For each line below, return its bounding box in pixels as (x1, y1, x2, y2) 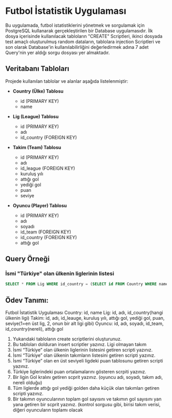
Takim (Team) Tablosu (12, 144, 61, 150)
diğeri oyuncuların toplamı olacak (12, 407, 83, 413)
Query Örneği (5, 255, 50, 263)
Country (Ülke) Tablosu (12, 88, 64, 94)
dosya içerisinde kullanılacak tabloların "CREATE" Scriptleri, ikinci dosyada (5, 33, 163, 39)
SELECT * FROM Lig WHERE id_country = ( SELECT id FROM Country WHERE (5, 282, 157, 287)
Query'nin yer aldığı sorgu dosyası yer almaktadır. (5, 49, 110, 56)
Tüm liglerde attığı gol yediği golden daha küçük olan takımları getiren (12, 385, 160, 391)
